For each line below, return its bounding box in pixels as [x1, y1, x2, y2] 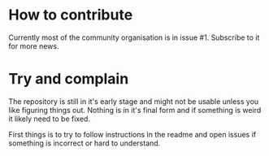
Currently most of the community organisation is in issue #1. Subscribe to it [8, 32, 260, 42]
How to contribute [8, 6, 133, 24]
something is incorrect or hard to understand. [8, 138, 161, 148]
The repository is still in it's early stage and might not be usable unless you [8, 96, 259, 106]
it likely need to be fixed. [8, 114, 91, 123]
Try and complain [8, 70, 129, 89]
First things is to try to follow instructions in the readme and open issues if [8, 129, 257, 139]
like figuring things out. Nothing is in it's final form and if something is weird [8, 105, 262, 115]
